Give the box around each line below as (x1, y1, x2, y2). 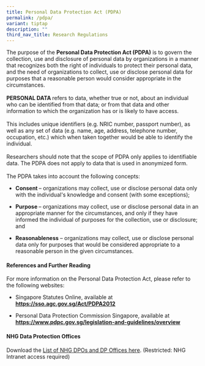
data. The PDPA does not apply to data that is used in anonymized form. (6, 160, 188, 167)
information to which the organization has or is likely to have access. (6, 107, 179, 115)
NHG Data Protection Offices (6, 332, 81, 340)
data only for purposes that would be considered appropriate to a (15, 241, 181, 249)
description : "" (6, 26, 48, 33)
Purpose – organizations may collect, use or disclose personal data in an (15, 203, 199, 211)
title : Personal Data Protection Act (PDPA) (6, 9, 122, 15)
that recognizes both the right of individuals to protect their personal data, (6, 62, 193, 69)
